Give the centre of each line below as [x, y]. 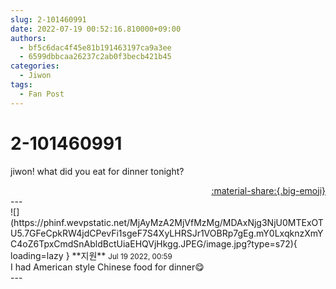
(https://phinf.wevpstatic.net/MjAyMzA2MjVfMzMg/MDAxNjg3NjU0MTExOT [167, 222]
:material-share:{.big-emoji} [268, 190]
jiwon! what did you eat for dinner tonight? [97, 171]
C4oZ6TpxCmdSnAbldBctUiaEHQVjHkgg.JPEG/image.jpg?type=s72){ [154, 243]
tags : [21, 85]
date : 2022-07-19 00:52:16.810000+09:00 [96, 29]
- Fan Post [42, 94]
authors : [28, 38]
